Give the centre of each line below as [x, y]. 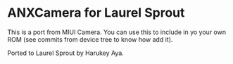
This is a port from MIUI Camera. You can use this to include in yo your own [117, 32]
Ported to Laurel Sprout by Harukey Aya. [66, 53]
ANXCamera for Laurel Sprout [96, 13]
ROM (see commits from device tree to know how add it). [90, 39]
